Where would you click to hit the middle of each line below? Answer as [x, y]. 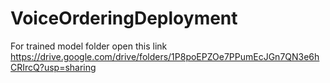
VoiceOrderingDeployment [124, 18]
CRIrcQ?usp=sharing [53, 67]
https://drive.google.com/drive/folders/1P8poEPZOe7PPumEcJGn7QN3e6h [165, 56]
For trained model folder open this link [89, 46]
